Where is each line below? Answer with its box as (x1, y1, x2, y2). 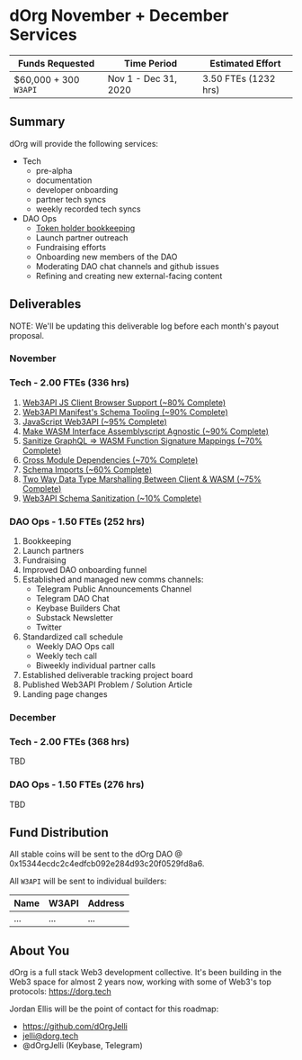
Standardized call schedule (22, 631, 124, 642)
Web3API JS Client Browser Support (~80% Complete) (22, 397, 226, 408)
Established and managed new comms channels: (22, 574, 204, 585)
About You (9, 943, 70, 958)
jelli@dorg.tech (22, 1030, 79, 1041)
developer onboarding (35, 184, 119, 195)
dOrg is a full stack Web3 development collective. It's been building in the (9, 967, 282, 978)
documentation (35, 175, 93, 186)
